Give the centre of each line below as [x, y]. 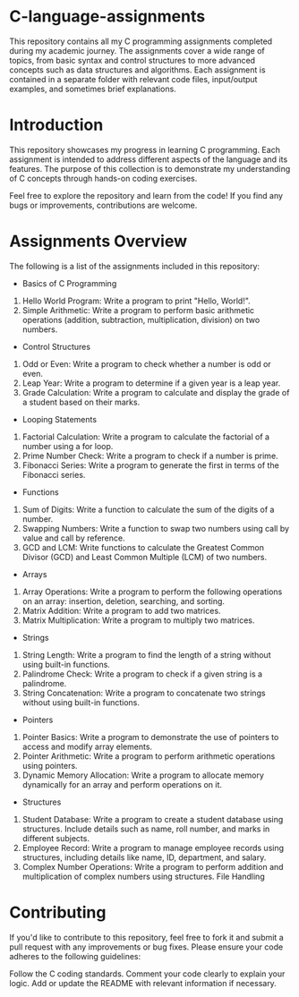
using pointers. [50, 765]
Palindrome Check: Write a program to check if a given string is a [142, 674]
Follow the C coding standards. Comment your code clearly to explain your [147, 974]
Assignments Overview [98, 241]
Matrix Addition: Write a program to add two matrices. [121, 610]
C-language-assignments [107, 17]
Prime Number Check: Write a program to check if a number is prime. [150, 456]
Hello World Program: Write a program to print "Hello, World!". [136, 301]
